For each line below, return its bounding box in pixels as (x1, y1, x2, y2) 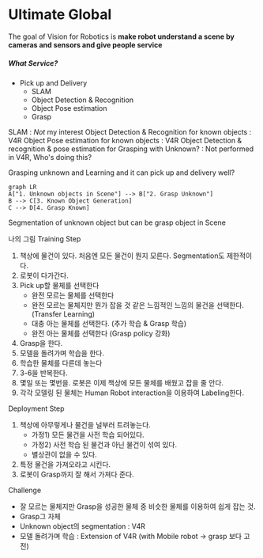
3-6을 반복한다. (19, 368, 68, 378)
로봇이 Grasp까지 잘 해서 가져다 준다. (19, 469, 134, 479)
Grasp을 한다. (19, 338, 63, 347)
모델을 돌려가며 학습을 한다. (19, 348, 105, 358)
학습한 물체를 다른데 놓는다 (19, 358, 103, 367)
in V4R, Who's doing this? (8, 152, 92, 161)
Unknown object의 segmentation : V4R (19, 521, 146, 531)
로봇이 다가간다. (19, 271, 69, 280)
